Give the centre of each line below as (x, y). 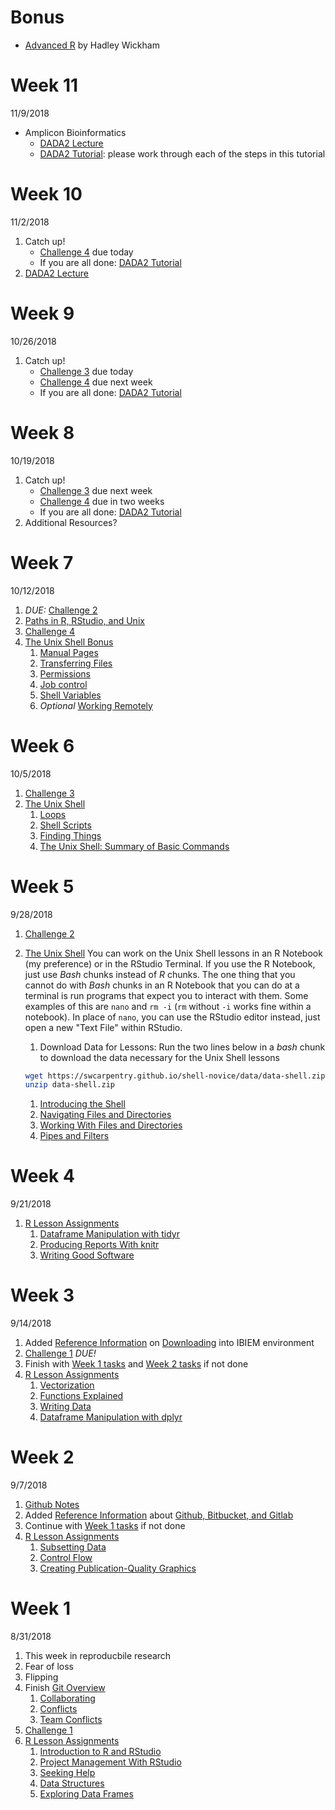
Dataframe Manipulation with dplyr (111, 1417)
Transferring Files (76, 663)
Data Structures (72, 1783)
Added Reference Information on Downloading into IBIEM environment (169, 1343)
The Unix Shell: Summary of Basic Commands (134, 846)
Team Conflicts (71, 1719)
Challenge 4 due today (86, 252)
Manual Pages (69, 652)
